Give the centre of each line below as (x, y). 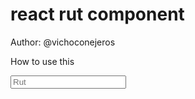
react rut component (97, 14)
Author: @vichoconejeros (63, 42)
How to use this (42, 61)
